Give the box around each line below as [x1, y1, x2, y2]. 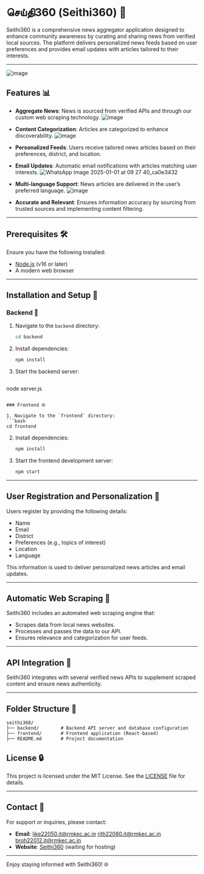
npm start [15, 469, 41, 475]
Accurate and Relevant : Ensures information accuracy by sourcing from [15, 198, 196, 206]
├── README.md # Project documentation [6, 736, 123, 742]
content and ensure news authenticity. [6, 680, 102, 687]
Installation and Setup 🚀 [6, 290, 98, 300]
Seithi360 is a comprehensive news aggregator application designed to [6, 26, 185, 33]
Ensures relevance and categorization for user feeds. [15, 634, 148, 642]
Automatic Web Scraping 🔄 [6, 593, 110, 603]
